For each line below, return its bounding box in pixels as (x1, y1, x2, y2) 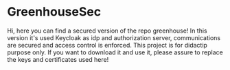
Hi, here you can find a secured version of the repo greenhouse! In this (7, 27, 207, 35)
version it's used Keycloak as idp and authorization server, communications (7, 33, 221, 41)
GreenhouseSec (7, 4, 102, 20)
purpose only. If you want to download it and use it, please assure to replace (7, 48, 223, 56)
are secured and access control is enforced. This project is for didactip (7, 41, 208, 49)
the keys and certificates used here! (7, 55, 109, 63)
